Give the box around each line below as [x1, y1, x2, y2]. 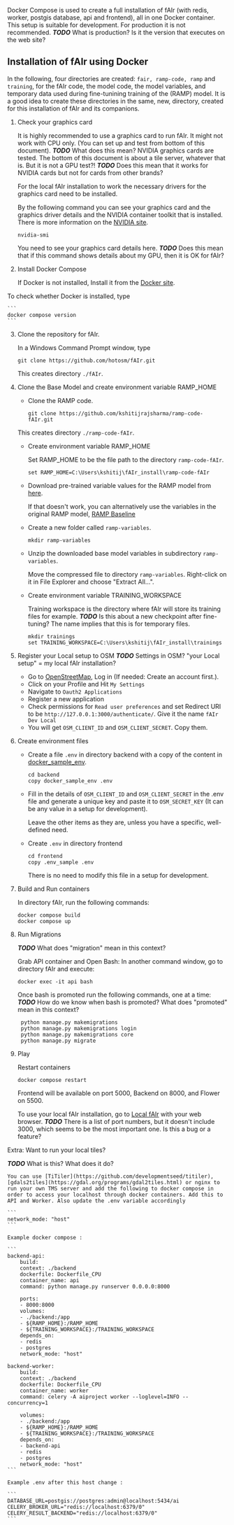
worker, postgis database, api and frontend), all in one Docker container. [7, 13, 215, 22]
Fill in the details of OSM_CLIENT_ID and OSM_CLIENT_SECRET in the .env [27, 789, 224, 798]
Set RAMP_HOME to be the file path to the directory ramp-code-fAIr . [27, 455, 224, 464]
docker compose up [17, 918, 71, 925]
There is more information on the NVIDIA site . [17, 218, 149, 226]
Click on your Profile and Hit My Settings [27, 680, 145, 688]
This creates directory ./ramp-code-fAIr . [17, 428, 135, 437]
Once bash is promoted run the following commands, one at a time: [17, 990, 212, 999]
